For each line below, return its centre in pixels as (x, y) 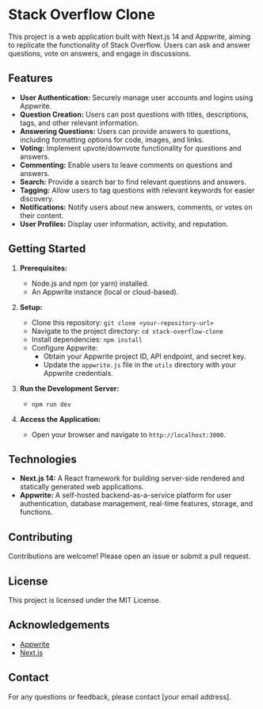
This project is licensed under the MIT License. (85, 600)
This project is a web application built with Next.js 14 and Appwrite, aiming (130, 36)
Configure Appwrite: (65, 347)
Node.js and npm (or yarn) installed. (90, 283)
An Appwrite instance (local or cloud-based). (105, 292)
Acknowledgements (59, 625)
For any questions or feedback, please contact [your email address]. (120, 696)
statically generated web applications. (82, 487)
